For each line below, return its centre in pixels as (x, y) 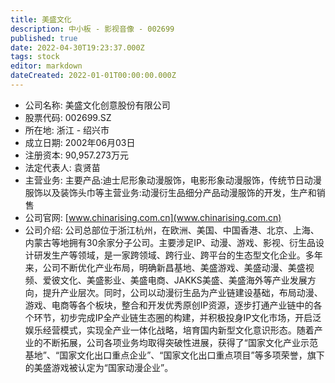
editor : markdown (46, 66)
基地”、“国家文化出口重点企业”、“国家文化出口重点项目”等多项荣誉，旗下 (174, 355)
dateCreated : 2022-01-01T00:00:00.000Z (93, 76)
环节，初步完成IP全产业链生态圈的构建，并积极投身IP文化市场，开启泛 (177, 317)
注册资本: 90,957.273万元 (76, 155)
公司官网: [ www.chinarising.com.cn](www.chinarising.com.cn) (153, 217)
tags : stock (35, 57)
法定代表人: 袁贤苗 (62, 167)
